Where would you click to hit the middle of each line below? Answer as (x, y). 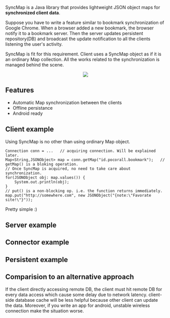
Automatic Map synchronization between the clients (67, 102)
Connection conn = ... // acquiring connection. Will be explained (81, 151)
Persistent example (37, 259)
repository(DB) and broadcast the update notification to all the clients (78, 39)
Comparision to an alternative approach (70, 277)
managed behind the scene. (35, 65)
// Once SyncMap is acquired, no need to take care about (68, 169)
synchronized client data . (33, 13)
